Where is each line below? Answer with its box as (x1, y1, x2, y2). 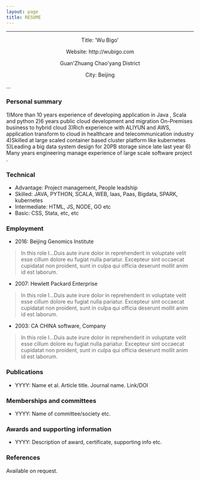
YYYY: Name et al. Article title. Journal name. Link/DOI (14, 381, 149, 389)
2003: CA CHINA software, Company (14, 322, 106, 329)
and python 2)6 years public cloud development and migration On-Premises (6, 117, 193, 124)
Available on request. (6, 467, 58, 474)
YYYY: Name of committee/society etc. (14, 410, 111, 417)
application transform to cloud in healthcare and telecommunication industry (6, 130, 194, 137)
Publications (6, 368, 43, 377)
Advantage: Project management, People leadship (14, 184, 138, 191)
